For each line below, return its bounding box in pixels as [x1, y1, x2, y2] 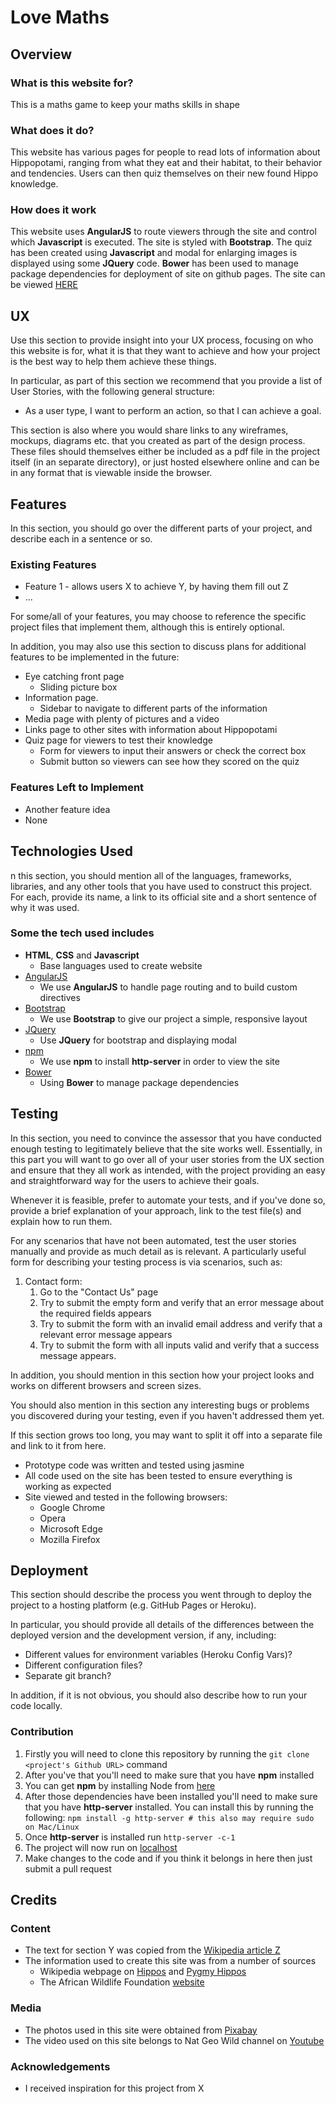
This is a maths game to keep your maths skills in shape [10, 98, 240, 110]
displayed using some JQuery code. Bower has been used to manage [10, 257, 299, 270]
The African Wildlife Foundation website [39, 1976, 205, 1988]
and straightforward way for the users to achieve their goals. [10, 1174, 260, 1186]
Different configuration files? [24, 1659, 143, 1671]
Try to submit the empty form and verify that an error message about [39, 1296, 325, 1308]
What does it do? [10, 123, 95, 137]
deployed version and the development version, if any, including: [10, 1629, 277, 1641]
